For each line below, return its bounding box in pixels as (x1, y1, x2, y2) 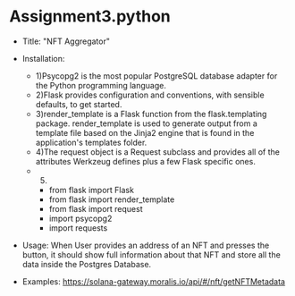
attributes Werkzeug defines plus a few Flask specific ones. (35, 156, 257, 166)
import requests (48, 222, 108, 233)
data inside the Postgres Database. (21, 258, 152, 269)
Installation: (21, 53, 65, 63)
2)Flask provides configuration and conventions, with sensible (35, 89, 265, 100)
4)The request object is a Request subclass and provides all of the (35, 146, 280, 157)
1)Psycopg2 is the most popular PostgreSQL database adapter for (35, 70, 278, 81)
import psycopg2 (48, 213, 113, 224)
